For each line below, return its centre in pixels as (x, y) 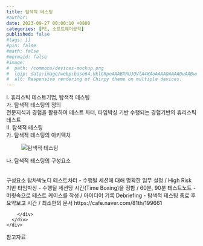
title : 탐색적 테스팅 (30, 12)
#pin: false (21, 46)
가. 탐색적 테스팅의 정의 (34, 105)
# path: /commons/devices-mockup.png (55, 68)
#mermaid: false (27, 57)
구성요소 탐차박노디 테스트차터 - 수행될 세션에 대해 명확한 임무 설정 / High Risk (99, 180)
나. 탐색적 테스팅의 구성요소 (39, 161)
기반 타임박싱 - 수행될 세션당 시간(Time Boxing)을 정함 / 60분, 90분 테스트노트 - (101, 188)
